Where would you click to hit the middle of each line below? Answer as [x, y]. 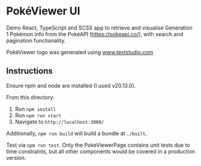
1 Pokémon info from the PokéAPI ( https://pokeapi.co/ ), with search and [95, 34]
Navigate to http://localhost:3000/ [59, 121]
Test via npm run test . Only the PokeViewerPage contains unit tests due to [98, 145]
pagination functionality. [36, 40]
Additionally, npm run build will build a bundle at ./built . [77, 133]
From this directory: [31, 97]
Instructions [29, 71]
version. [16, 158]
